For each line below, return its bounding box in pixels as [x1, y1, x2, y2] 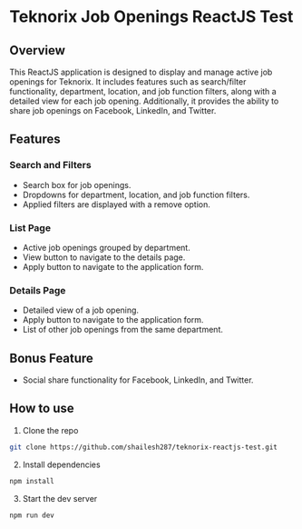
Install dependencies [22, 459, 102, 470]
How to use [9, 401, 74, 416]
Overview [9, 43, 66, 58]
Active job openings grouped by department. [22, 242, 190, 253]
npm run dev [9, 511, 54, 520]
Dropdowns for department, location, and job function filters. [22, 189, 250, 200]
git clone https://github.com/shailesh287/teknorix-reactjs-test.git [9, 443, 278, 452]
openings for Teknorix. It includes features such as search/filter [9, 76, 247, 87]
